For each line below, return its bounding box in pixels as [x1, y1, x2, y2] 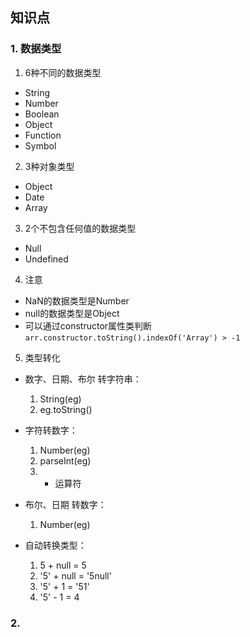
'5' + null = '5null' [39, 569, 112, 582]
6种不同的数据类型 [24, 66, 102, 78]
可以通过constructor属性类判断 [24, 319, 153, 332]
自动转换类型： [24, 539, 87, 551]
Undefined [24, 253, 69, 265]
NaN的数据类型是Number [24, 294, 130, 307]
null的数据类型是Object [24, 307, 120, 319]
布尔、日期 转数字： [24, 498, 107, 510]
